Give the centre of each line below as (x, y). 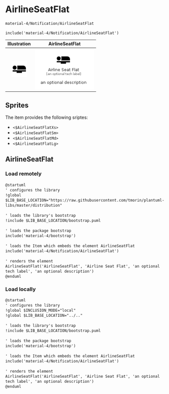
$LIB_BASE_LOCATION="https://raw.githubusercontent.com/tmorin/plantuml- (85, 200)
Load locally (21, 289)
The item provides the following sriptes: (47, 117)
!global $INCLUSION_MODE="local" (41, 310)
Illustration (19, 44)
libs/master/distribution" (34, 205)
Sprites (17, 105)
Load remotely (24, 174)
